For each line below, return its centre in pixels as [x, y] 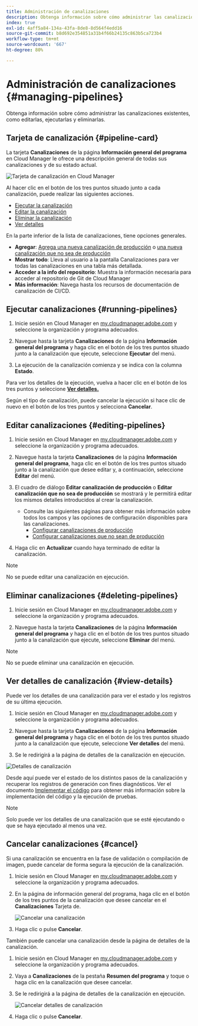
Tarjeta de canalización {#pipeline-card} [82, 138]
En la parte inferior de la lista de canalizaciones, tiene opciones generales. [96, 235]
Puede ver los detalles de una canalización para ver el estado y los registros [99, 695]
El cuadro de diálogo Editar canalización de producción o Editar [93, 488]
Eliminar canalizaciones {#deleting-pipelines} [92, 595]
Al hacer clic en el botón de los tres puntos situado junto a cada [83, 188]
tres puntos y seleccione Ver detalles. [52, 389]
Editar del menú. [35, 476]
